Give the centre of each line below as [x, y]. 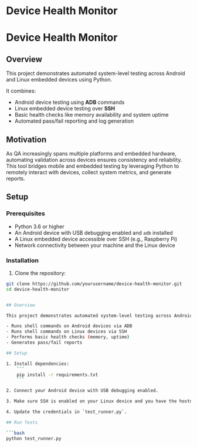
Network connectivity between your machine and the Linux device [95, 245]
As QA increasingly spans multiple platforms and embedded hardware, [91, 153]
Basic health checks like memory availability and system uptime [91, 115]
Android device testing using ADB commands [69, 102]
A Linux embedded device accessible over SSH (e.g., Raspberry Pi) [96, 239]
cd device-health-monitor [38, 289]
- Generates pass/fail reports [44, 343]
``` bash [16, 433]
